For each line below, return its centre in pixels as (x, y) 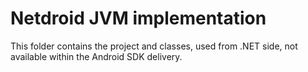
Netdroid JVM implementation (138, 18)
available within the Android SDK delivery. (96, 56)
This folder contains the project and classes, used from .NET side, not (154, 46)
